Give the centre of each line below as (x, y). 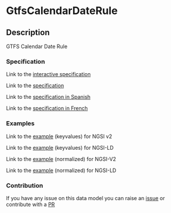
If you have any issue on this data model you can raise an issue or (85, 198)
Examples (20, 123)
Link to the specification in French (47, 108)
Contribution (25, 185)
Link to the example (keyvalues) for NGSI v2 (59, 136)
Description (28, 32)
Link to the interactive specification (48, 74)
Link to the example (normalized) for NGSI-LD (61, 170)
